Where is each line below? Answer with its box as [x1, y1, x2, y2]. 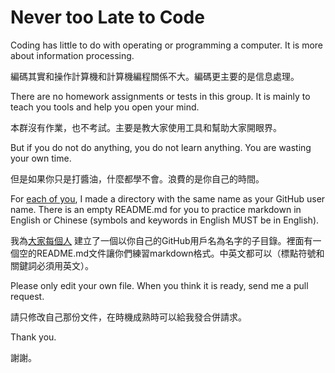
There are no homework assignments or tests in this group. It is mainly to [10, 90, 311, 102]
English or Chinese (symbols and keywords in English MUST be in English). [10, 214, 320, 226]
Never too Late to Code [10, 6, 205, 29]
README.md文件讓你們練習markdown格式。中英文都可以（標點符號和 [36, 247, 325, 259]
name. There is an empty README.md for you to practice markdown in [10, 203, 302, 215]
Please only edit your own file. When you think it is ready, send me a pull [10, 279, 309, 291]
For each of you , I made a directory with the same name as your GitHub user [10, 192, 326, 205]
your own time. [10, 152, 72, 164]
